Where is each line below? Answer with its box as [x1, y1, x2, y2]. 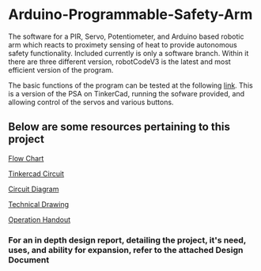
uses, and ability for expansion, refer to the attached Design [8, 244, 244, 255]
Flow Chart [8, 153, 44, 163]
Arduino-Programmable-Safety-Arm [8, 6, 253, 24]
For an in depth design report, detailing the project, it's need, [8, 235, 247, 246]
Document [8, 254, 50, 265]
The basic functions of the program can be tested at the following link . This [8, 81, 253, 90]
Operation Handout [8, 215, 71, 224]
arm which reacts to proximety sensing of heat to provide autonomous [8, 40, 237, 49]
